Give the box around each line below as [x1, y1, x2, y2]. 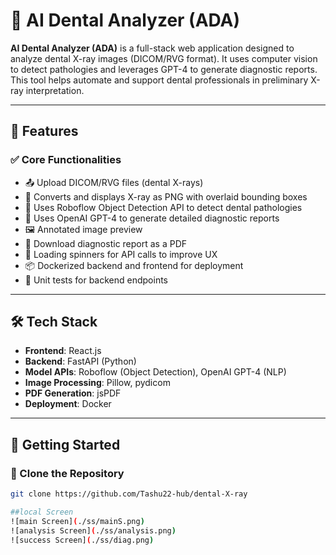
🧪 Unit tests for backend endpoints [24, 274, 169, 286]
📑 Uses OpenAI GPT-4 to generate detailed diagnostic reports [24, 212, 280, 224]
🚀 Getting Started [10, 436, 121, 453]
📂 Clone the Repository [10, 466, 125, 480]
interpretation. [25, 84, 85, 96]
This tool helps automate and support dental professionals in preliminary [10, 74, 309, 86]
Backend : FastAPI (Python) [24, 355, 137, 368]
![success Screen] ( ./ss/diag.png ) [10, 535, 155, 545]
